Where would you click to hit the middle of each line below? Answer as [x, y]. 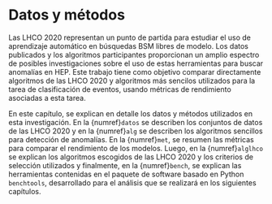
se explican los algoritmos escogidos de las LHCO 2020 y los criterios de [131, 157]
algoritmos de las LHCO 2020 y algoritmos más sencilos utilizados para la [132, 80]
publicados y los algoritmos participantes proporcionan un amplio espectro [134, 54]
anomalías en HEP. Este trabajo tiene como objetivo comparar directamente [135, 72]
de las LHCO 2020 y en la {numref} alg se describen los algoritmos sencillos [136, 131]
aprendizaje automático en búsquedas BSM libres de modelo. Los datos [129, 46]
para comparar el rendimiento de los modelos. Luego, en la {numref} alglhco [136, 148]
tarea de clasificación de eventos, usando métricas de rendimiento [120, 89]
